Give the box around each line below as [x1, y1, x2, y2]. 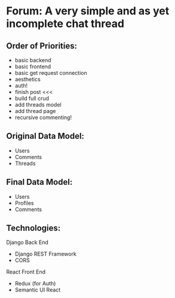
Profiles [14, 199, 34, 206]
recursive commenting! [14, 114, 72, 121]
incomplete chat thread [6, 17, 124, 31]
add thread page [14, 108, 56, 114]
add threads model [14, 101, 62, 108]
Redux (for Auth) [14, 280, 56, 287]
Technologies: [6, 223, 61, 233]
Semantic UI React [14, 286, 61, 294]
